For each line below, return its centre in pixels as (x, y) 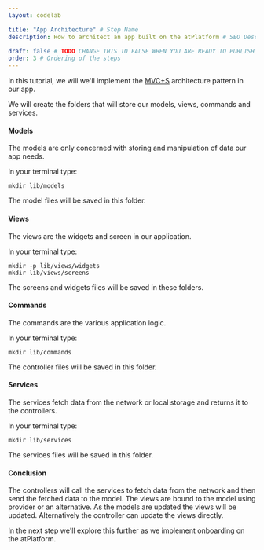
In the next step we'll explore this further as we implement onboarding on (126, 530)
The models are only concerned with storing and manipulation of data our (127, 148)
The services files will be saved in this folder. (81, 455)
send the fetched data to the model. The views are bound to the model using (132, 499)
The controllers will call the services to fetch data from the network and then (132, 490)
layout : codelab (35, 15)
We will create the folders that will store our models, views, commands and (130, 104)
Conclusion (27, 473)
